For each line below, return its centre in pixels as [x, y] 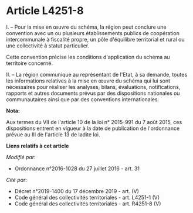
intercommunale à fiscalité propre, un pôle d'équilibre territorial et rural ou [95, 39]
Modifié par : [21, 157]
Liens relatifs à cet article [38, 146]
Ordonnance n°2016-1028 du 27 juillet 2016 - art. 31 [77, 169]
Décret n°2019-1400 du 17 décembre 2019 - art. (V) [77, 191]
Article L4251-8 [45, 11]
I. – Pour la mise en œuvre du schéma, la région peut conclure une [86, 27]
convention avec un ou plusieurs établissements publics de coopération [93, 33]
